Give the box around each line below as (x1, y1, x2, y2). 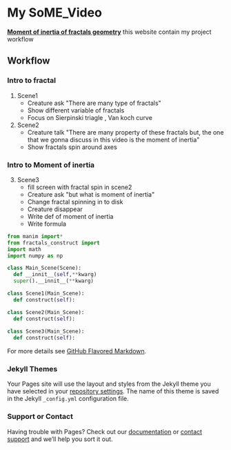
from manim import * (7, 233, 63, 239)
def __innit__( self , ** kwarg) (13, 271, 97, 278)
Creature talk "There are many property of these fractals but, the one (27, 128, 224, 136)
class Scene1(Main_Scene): (7, 290, 85, 297)
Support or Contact (7, 412, 74, 422)
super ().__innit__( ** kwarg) (13, 277, 94, 284)
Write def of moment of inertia (27, 212, 114, 220)
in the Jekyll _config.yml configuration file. (7, 395, 129, 403)
